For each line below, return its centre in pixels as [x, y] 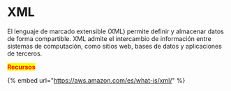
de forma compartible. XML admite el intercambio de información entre [109, 38]
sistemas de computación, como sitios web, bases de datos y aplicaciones [114, 46]
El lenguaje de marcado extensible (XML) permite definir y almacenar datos [116, 31]
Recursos [22, 67]
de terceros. [25, 53]
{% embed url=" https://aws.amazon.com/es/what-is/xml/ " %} [96, 80]
